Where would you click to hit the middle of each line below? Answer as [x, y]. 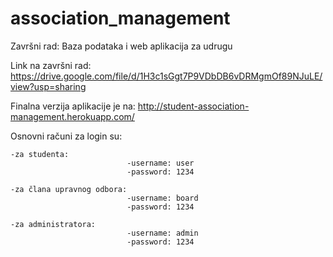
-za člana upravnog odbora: [69, 189]
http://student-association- [193, 106]
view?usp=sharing [48, 86]
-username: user [160, 163]
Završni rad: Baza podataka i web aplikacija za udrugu [121, 46]
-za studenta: [40, 154]
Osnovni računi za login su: [66, 136]
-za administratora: [53, 224]
